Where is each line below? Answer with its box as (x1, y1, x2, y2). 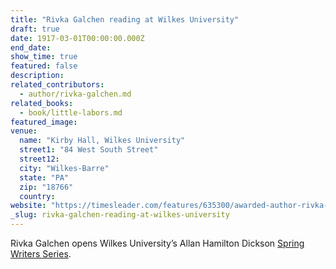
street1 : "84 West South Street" (19, 145, 159, 155)
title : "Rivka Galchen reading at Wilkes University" (10, 14, 240, 25)
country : (19, 191, 56, 201)
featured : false (10, 61, 78, 71)
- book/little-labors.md (19, 107, 123, 118)
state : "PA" (19, 172, 70, 183)
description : (10, 71, 65, 81)
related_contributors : (10, 80, 105, 90)
